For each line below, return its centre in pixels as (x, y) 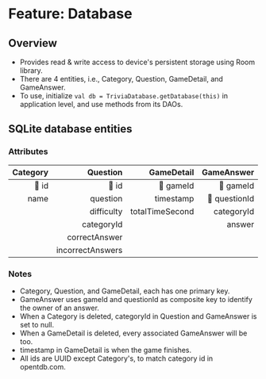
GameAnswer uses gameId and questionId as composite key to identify (136, 299)
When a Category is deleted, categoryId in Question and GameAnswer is (138, 316)
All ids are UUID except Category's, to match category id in (116, 358)
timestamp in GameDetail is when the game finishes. (106, 350)
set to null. (37, 324)
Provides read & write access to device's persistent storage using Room (137, 62)
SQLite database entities (70, 129)
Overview (33, 43)
